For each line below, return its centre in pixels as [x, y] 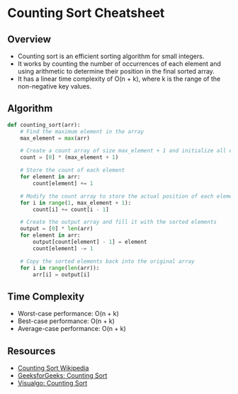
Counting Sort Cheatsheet [86, 13]
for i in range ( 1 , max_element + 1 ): [76, 203]
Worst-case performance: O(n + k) [68, 314]
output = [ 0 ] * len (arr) [57, 229]
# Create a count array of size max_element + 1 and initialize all [123, 151]
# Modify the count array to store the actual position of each [117, 196]
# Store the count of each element [73, 170]
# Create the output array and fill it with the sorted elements [119, 222]
